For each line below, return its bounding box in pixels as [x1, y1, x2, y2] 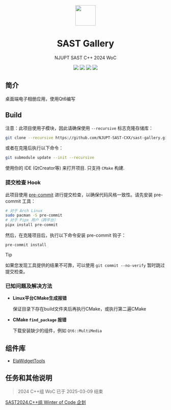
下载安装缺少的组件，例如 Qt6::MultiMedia [12, 327, 102, 334]
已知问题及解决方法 [5, 283, 52, 290]
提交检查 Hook [5, 179, 41, 186]
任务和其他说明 [5, 374, 52, 382]
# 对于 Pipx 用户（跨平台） [5, 218, 58, 223]
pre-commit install [5, 242, 47, 248]
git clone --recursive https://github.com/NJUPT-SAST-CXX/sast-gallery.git [5, 135, 169, 140]
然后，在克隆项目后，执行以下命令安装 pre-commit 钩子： [5, 232, 126, 239]
